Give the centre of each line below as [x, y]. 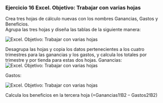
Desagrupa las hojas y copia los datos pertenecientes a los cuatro [75, 49]
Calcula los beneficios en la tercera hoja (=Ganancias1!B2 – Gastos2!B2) [81, 95]
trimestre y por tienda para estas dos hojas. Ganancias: [64, 60]
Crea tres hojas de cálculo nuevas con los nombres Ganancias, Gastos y [81, 19]
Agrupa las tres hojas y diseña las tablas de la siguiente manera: [73, 30]
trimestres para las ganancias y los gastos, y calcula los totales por [76, 55]
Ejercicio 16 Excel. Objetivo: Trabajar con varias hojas [73, 8]
